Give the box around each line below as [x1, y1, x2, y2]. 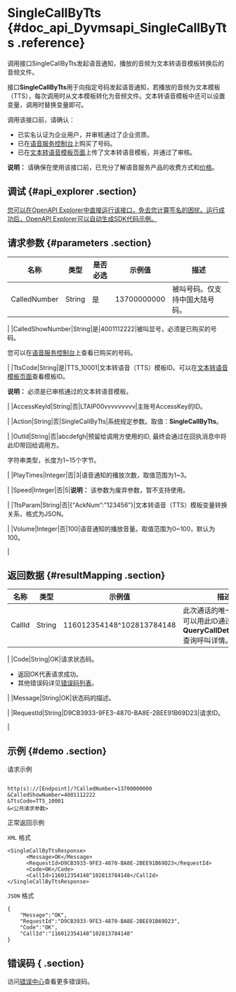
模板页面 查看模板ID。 [7, 372, 69, 380]
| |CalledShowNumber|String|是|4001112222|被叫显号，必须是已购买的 [7, 324, 211, 333]
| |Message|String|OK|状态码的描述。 [7, 694, 115, 702]
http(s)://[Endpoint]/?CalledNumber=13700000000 [7, 786, 152, 793]
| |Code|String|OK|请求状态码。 [7, 655, 98, 664]
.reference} [17, 35, 86, 51]
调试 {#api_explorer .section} [7, 185, 137, 198]
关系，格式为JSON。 [7, 509, 68, 518]
